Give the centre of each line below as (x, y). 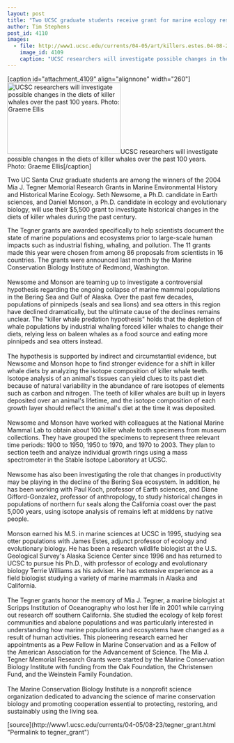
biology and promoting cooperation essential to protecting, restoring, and (112, 703)
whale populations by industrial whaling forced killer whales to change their (115, 326)
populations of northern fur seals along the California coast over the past (112, 504)
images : (18, 40)
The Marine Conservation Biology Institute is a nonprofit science (100, 689)
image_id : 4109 (42, 53)
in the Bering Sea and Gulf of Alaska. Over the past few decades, (100, 297)
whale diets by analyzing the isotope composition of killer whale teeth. (108, 370)
